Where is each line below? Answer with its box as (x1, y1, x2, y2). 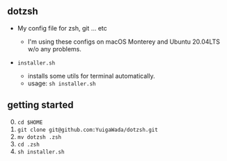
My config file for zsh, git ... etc (17, 24, 108, 32)
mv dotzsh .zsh (17, 133, 62, 141)
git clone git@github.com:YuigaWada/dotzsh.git (17, 126, 158, 133)
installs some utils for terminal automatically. (27, 71, 155, 80)
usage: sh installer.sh (27, 79, 96, 87)
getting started (7, 99, 74, 111)
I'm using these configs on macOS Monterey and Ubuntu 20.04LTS (27, 37, 221, 46)
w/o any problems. (27, 44, 81, 53)
